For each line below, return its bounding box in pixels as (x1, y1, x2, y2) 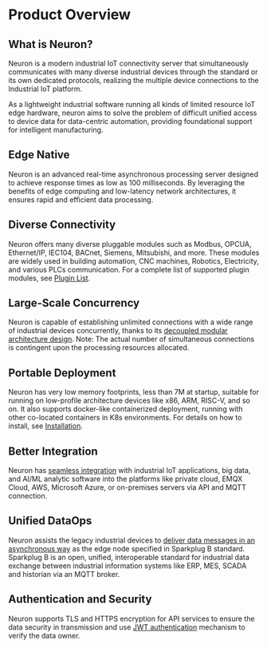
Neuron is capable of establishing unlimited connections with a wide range (8, 317, 253, 327)
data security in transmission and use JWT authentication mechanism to (8, 622, 245, 632)
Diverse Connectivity (8, 218, 116, 232)
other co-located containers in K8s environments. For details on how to (8, 413, 242, 423)
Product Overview (8, 6, 132, 24)
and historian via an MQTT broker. (8, 569, 120, 578)
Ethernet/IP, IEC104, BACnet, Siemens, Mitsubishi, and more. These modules (8, 248, 260, 257)
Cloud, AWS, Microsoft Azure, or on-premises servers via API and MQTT (8, 483, 247, 492)
